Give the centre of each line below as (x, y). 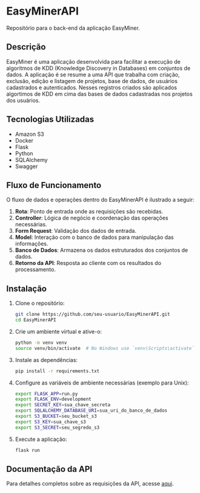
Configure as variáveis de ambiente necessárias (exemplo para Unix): (102, 383)
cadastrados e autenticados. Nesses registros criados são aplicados (92, 87)
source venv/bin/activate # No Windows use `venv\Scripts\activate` (105, 348)
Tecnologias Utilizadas (50, 119)
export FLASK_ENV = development (53, 399)
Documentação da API (49, 469)
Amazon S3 (29, 134)
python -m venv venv (41, 343)
